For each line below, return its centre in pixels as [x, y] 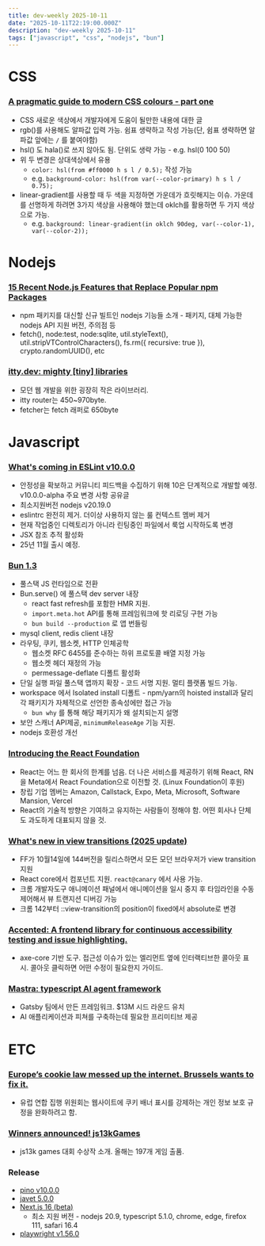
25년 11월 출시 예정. [50, 545]
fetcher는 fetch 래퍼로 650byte [69, 410]
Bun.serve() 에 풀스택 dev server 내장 [79, 594]
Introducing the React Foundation [74, 754]
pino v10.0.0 [40, 1190]
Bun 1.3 [23, 565]
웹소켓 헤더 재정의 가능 [66, 663]
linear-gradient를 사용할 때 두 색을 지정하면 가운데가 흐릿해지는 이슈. [126, 194]
